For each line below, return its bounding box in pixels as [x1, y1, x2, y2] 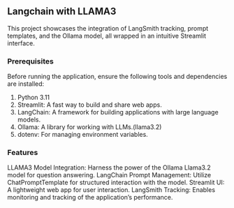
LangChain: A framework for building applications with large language [17, 108, 219, 117]
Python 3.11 [17, 94, 50, 102]
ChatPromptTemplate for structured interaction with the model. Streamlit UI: [7, 178, 225, 187]
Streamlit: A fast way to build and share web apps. [17, 101, 162, 109]
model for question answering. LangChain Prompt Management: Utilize [7, 171, 212, 179]
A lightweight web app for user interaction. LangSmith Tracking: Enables [7, 186, 215, 194]
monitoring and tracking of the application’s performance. [7, 193, 173, 202]
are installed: [7, 80, 45, 88]
